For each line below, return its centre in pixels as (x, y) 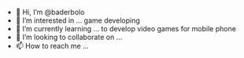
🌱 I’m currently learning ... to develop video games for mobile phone (126, 29)
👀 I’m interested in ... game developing (78, 20)
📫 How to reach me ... (52, 46)
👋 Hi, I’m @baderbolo (50, 12)
